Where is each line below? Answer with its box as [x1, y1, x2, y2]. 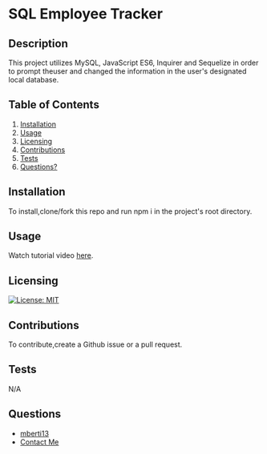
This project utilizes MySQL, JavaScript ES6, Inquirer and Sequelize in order [8, 58, 259, 67]
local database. [8, 75, 59, 84]
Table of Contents [8, 98, 100, 112]
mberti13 [19, 428, 50, 438]
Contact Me [19, 437, 59, 447]
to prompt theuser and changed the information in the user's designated [8, 66, 247, 76]
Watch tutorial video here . [8, 251, 94, 260]
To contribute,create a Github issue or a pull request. [8, 339, 183, 349]
